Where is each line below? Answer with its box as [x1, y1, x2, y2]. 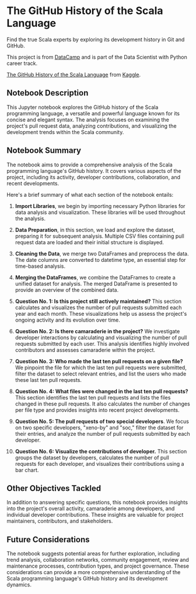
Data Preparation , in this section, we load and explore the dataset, [15, 226, 176, 233]
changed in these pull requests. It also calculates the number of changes [15, 400, 190, 407]
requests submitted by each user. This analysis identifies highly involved [15, 340, 190, 347]
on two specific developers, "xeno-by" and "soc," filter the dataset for [15, 424, 184, 431]
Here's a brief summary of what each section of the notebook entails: [6, 191, 174, 198]
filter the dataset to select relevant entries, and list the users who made [15, 370, 187, 377]
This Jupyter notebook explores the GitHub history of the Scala [6, 104, 159, 111]
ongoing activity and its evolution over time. [15, 316, 120, 323]
